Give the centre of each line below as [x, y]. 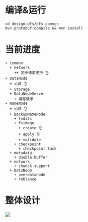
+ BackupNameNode [28, 114]
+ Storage [20, 89]
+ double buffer [31, 157]
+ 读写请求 [24, 99]
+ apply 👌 [29, 134]
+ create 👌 [30, 128]
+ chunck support [32, 166]
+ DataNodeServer [28, 94]
